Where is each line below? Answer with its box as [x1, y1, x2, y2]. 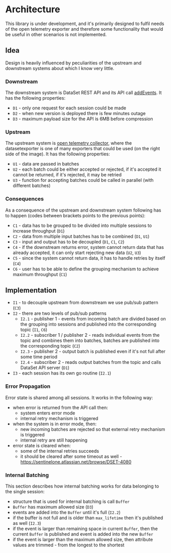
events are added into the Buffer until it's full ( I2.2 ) [12, 510, 121, 516]
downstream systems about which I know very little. [5, 65, 115, 71]
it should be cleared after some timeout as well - [20, 453, 123, 459]
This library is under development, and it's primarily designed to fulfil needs [5, 20, 164, 27]
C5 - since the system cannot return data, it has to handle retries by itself [12, 255, 165, 261]
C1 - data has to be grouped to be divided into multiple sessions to [12, 222, 152, 228]
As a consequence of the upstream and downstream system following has [5, 207, 162, 213]
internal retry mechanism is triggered [20, 415, 99, 421]
